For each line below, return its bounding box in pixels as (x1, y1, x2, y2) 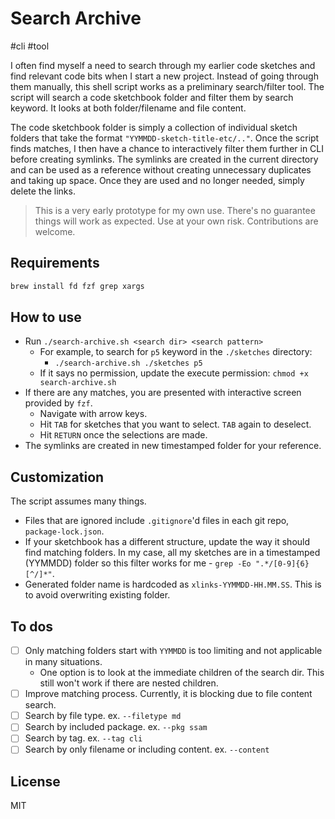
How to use (10, 309, 82, 326)
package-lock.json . (24, 525, 105, 537)
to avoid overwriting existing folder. (24, 589, 171, 601)
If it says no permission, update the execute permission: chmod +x (39, 367, 309, 379)
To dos (10, 618, 54, 635)
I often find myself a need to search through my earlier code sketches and (10, 59, 316, 71)
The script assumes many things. (10, 495, 147, 507)
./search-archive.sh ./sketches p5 (54, 358, 203, 369)
